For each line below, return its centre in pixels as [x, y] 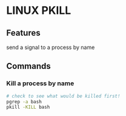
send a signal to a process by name [51, 47]
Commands [29, 66]
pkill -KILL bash [28, 107]
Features [23, 33]
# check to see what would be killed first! [63, 96]
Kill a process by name [40, 83]
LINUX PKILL [39, 11]
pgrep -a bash [24, 101]
